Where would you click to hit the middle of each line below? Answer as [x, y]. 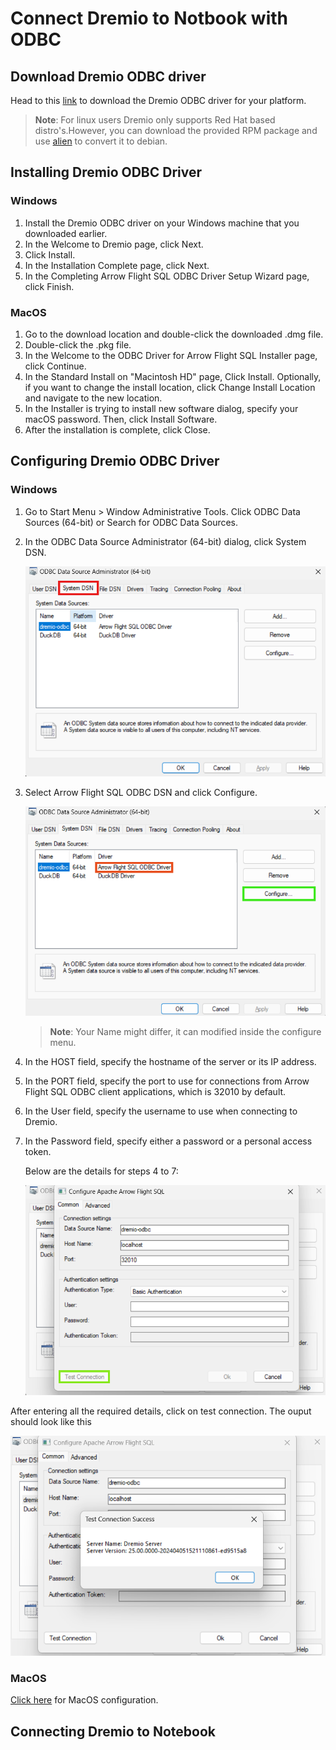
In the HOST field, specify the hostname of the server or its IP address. [170, 1061]
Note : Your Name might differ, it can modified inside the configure [185, 1031]
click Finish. [49, 286]
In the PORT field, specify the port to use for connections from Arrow [167, 1081]
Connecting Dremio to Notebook [113, 1731]
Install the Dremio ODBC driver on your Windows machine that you [162, 223]
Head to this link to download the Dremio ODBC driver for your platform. [158, 100]
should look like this [51, 1422]
